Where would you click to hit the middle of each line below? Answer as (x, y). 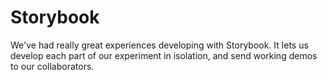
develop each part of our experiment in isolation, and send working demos (164, 55)
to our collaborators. (52, 66)
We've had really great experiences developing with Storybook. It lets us (159, 45)
